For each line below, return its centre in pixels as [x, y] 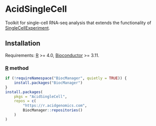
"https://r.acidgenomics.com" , [55, 106]
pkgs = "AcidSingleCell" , [41, 96]
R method [17, 68]
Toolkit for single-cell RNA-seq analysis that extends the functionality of [78, 23]
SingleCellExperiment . [28, 28]
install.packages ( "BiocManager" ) [48, 83]
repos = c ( [25, 101]
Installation [23, 44]
